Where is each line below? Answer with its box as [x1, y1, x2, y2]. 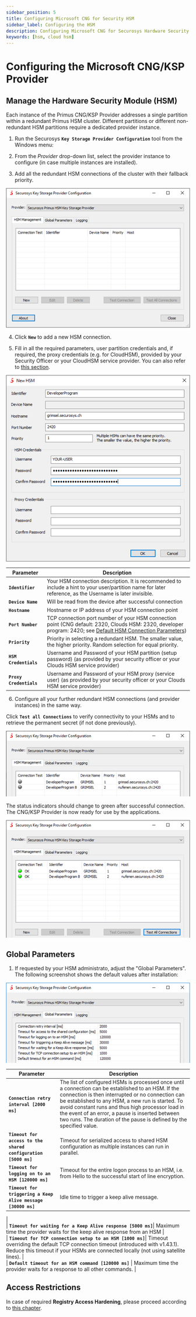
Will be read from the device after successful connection [46, 598, 183, 606]
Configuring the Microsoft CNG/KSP [6, 60, 185, 73]
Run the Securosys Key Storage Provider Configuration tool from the [14, 135, 183, 142]
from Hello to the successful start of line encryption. [60, 1173, 185, 1180]
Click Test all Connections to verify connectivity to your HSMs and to [6, 713, 175, 720]
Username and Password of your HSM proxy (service [46, 670, 175, 677]
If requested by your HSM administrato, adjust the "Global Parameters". [14, 965, 187, 972]
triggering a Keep [8, 1192, 54, 1198]
